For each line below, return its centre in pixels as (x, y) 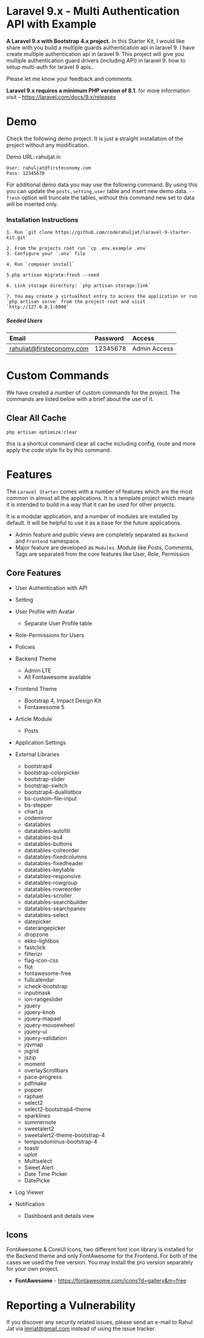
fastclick (35, 947)
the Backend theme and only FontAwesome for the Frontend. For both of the (102, 1256)
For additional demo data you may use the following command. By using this (102, 185)
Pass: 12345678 (26, 173)
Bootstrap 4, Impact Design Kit (63, 700)
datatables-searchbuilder (56, 902)
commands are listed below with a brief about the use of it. (80, 399)
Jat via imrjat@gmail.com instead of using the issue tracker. (81, 1329)
